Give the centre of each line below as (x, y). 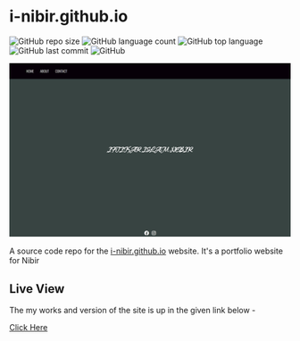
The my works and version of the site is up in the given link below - (133, 311)
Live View (37, 289)
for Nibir (25, 261)
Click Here (29, 328)
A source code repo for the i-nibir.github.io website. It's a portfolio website (146, 251)
